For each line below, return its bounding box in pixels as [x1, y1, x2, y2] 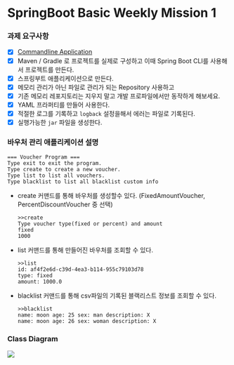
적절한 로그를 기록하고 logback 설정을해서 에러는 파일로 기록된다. [17, 109, 195, 117]
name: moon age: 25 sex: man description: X [17, 312, 150, 319]
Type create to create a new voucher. [7, 166, 121, 173]
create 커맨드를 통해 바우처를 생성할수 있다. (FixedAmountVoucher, [17, 192, 205, 200]
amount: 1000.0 [17, 279, 63, 286]
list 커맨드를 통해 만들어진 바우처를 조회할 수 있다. [17, 246, 153, 254]
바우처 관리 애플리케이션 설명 [7, 137, 99, 147]
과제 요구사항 [7, 32, 49, 41]
